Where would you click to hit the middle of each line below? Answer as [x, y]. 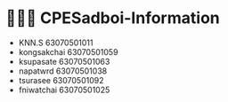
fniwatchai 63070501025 [64, 90]
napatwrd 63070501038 [63, 71]
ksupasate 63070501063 [64, 61]
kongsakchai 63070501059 [68, 51]
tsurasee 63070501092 [61, 80]
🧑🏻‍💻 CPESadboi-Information [113, 18]
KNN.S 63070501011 [56, 43]
